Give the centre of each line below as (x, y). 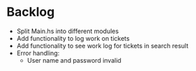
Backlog (31, 12)
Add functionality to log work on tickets (73, 38)
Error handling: (38, 53)
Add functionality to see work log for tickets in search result (103, 45)
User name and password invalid (74, 60)
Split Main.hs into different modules (68, 31)
